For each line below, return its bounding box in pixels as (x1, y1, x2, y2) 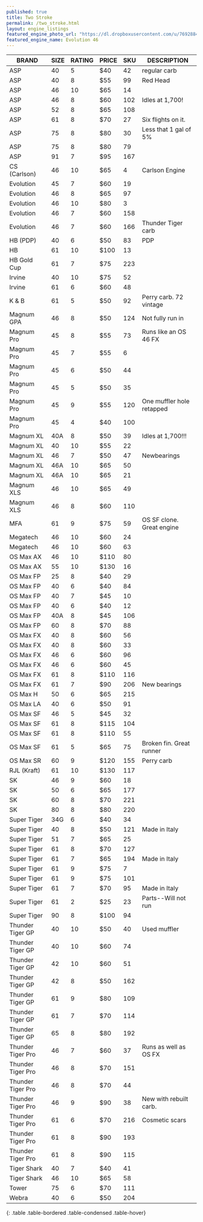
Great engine (141, 523, 179, 532)
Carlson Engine (141, 166, 185, 174)
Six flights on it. (141, 115, 185, 124)
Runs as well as (141, 1043, 186, 1051)
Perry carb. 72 (141, 293, 184, 301)
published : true (6, 8, 47, 15)
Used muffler (141, 925, 179, 933)
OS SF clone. (141, 516, 179, 524)
